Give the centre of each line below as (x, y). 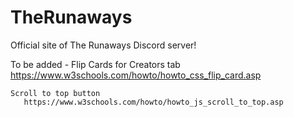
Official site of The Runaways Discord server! (103, 45)
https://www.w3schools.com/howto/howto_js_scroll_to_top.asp (153, 102)
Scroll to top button (55, 93)
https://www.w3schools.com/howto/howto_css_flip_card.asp (136, 75)
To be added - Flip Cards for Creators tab (95, 64)
